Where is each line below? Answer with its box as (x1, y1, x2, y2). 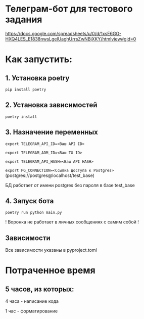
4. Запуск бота (5, 197, 54, 205)
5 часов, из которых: (5, 285, 74, 293)
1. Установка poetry (5, 74, 70, 82)
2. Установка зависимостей (5, 101, 98, 109)
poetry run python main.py (5, 210, 62, 215)
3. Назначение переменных (5, 128, 99, 136)
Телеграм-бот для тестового (5, 3, 133, 15)
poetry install (5, 114, 37, 119)
